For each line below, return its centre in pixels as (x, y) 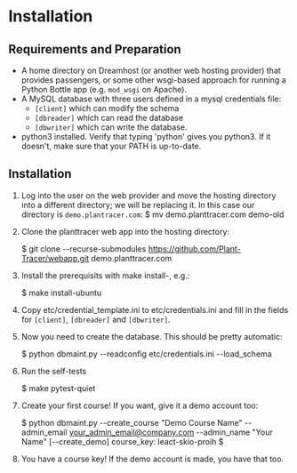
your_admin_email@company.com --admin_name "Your (171, 432)
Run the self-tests (54, 371)
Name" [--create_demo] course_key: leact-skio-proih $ (122, 441)
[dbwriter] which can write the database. (111, 127)
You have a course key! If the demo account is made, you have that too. (153, 459)
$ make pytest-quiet (58, 388)
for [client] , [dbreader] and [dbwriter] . (96, 319)
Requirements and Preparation (95, 49)
